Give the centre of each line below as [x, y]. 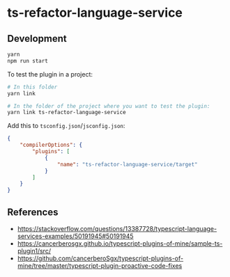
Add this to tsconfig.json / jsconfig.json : [66, 126]
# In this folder [32, 87]
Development [37, 39]
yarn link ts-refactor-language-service [67, 113]
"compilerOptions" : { [51, 145]
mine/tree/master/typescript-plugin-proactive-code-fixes [100, 265]
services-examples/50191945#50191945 [75, 236]
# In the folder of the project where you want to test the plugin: [109, 106]
